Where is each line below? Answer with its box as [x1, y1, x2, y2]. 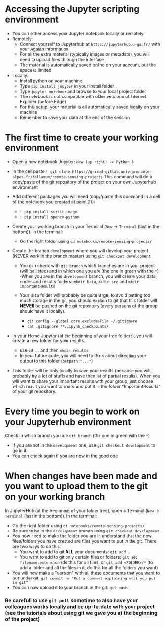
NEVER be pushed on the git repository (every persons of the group [19, 303, 158, 309]
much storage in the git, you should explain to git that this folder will [19, 297, 158, 303]
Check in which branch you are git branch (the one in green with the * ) [5, 433, 150, 438]
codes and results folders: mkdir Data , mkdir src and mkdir [19, 278, 139, 284]
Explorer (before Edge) [19, 98, 66, 104]
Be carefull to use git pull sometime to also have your [5, 597, 138, 604]
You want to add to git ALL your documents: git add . [19, 548, 131, 555]
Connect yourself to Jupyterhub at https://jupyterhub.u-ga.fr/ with [19, 41, 160, 47]
